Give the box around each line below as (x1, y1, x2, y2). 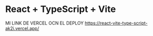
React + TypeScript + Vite (5, 3, 116, 15)
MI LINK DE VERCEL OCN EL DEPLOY (5, 20, 84, 26)
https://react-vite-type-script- (84, 20, 148, 26)
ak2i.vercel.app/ (5, 25, 39, 31)
